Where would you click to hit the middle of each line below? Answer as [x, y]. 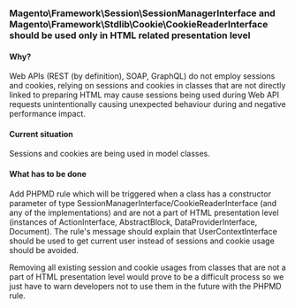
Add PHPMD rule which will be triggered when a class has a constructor [140, 194]
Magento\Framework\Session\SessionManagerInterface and [142, 13]
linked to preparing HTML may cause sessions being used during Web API [144, 95]
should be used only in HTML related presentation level [130, 35]
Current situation [41, 134]
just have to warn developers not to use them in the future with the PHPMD [145, 286]
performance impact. [48, 114]
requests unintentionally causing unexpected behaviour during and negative [147, 104]
